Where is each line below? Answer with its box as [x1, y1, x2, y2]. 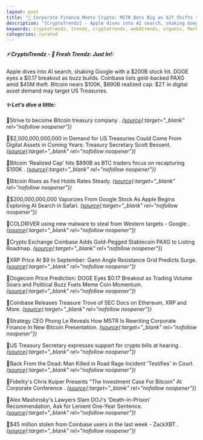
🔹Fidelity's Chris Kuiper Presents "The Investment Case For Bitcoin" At [6, 378, 182, 386]
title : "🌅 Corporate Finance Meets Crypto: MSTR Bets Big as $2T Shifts [6, 15, 193, 21]
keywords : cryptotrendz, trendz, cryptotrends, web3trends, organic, [6, 25, 185, 32]
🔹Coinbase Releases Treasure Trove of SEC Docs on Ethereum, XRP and [6, 299, 187, 306]
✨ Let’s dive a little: [6, 101, 56, 108]
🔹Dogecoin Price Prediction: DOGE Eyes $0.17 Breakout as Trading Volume [6, 274, 192, 282]
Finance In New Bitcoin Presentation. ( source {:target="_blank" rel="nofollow [6, 324, 197, 331]
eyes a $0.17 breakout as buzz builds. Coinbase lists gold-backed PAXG [6, 74, 185, 82]
